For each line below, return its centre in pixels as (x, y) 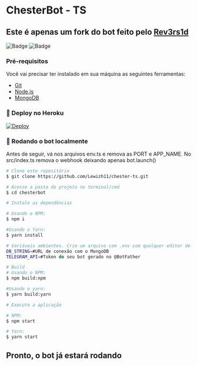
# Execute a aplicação (34, 305)
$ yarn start (22, 337)
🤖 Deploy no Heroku (35, 113)
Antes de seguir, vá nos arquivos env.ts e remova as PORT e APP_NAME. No (98, 154)
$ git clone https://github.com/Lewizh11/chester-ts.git (77, 176)
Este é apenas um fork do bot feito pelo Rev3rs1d (97, 32)
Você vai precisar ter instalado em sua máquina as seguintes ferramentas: (96, 74)
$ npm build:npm (26, 278)
